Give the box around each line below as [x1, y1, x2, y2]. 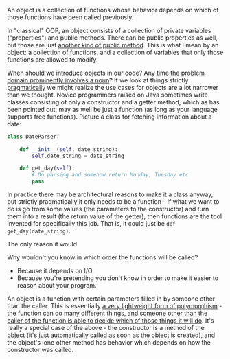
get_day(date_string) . [7, 227, 71, 235]
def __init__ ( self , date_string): [19, 146, 118, 153]
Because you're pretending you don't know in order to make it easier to [16, 274, 218, 282]
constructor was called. [7, 346, 74, 354]
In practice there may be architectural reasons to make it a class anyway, [7, 190, 214, 198]
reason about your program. [16, 281, 97, 289]
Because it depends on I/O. [16, 267, 94, 275]
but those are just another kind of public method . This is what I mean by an [7, 41, 219, 49]
